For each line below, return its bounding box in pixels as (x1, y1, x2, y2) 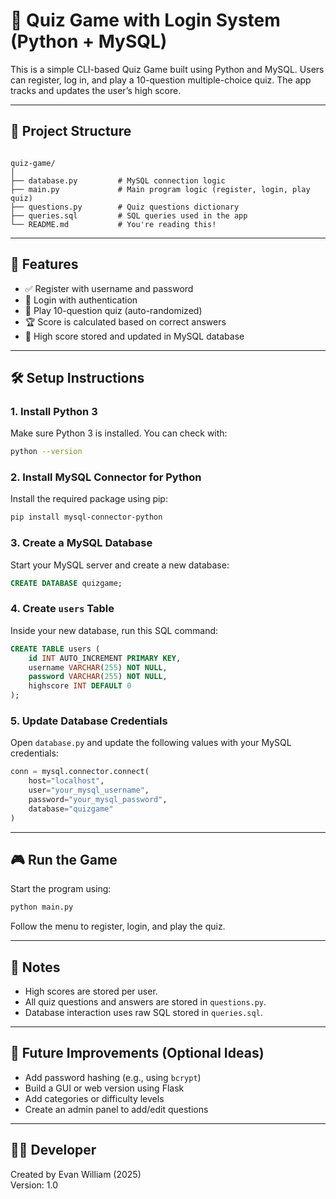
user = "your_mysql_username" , (28, 785, 150, 796)
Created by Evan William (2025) (10, 1168, 142, 1180)
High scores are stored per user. (24, 985, 158, 998)
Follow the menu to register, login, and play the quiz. (10, 920, 226, 933)
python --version (10, 447, 83, 457)
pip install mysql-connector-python (10, 512, 163, 523)
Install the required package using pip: (10, 493, 168, 505)
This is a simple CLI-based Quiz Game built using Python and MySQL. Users (10, 63, 325, 75)
